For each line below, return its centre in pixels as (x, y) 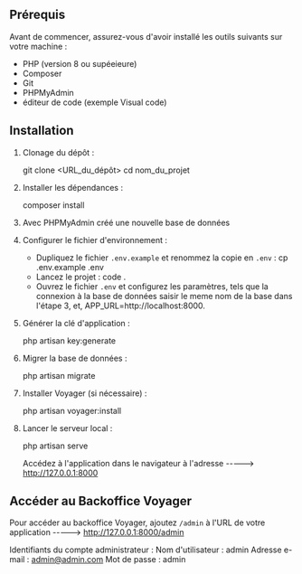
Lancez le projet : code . (81, 277)
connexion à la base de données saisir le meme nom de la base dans (164, 296)
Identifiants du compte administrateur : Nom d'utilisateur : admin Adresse (146, 550)
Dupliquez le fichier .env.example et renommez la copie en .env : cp (162, 258)
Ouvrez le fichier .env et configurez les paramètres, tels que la (152, 286)
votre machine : (38, 46)
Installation (42, 131)
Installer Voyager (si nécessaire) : (85, 393)
